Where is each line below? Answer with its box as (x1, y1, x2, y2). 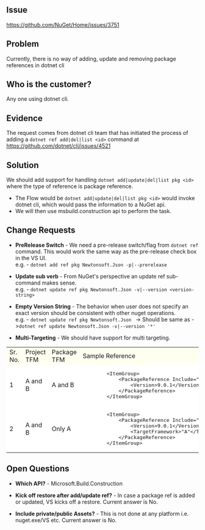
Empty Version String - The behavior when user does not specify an (15, 302, 189, 310)
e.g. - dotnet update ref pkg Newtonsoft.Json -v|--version (15, 285, 167, 292)
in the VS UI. (15, 254, 47, 261)
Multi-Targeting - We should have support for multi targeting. (15, 334, 171, 341)
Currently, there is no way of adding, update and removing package (6, 55, 176, 62)
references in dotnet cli (6, 61, 65, 69)
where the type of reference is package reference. (6, 183, 133, 190)
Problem (6, 39, 40, 49)
